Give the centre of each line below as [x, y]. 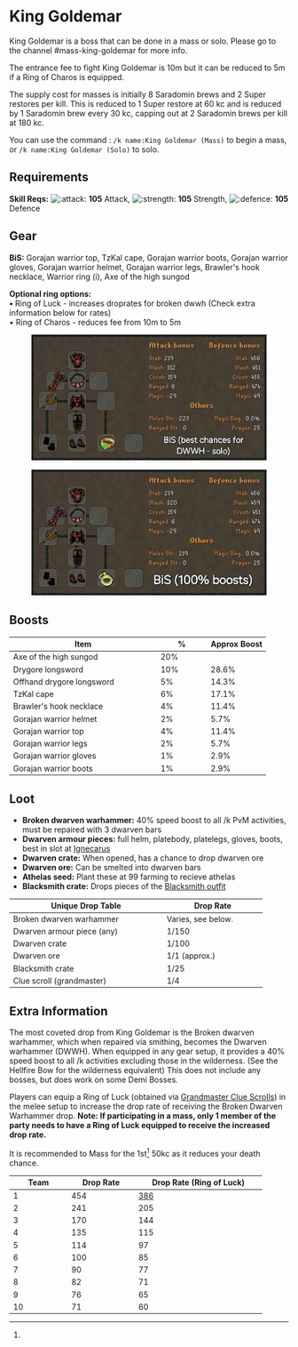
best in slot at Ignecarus [66, 848]
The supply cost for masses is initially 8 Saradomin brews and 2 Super [137, 94]
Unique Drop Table [86, 906]
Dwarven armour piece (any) [65, 931]
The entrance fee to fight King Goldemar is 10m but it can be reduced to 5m [147, 68]
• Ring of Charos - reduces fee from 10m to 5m [95, 322]
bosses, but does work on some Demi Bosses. [94, 1080]
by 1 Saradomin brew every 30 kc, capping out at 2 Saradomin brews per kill [149, 113]
